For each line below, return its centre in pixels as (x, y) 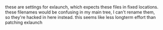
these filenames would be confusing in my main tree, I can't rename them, (80, 12)
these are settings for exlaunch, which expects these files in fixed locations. (82, 7)
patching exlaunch (24, 22)
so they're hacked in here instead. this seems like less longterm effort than (81, 17)
